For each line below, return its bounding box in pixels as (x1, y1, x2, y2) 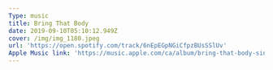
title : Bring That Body (8, 19, 89, 27)
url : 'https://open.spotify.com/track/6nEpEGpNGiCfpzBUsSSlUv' (8, 42, 227, 50)
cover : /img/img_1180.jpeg (8, 34, 100, 43)
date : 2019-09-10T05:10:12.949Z (8, 27, 118, 35)
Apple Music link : (8, 49, 71, 57)
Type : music (8, 11, 49, 20)
